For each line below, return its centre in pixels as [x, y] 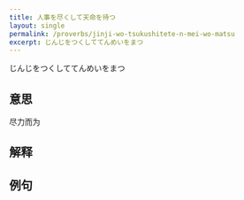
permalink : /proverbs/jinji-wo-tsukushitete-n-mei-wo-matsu [122, 34]
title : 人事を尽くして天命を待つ [63, 17]
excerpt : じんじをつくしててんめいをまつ [76, 42]
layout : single [37, 26]
